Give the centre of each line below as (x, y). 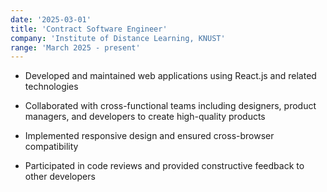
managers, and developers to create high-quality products (145, 117)
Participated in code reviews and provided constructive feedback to (164, 166)
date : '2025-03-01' (51, 19)
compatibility (51, 147)
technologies (51, 87)
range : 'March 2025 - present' (75, 47)
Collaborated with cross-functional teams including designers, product (170, 106)
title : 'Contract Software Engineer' (89, 29)
